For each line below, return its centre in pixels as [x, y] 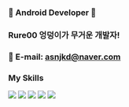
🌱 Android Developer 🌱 [52, 13]
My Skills [26, 78]
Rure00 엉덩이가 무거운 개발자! [64, 35]
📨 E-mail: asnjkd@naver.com [64, 57]
